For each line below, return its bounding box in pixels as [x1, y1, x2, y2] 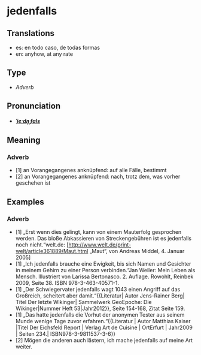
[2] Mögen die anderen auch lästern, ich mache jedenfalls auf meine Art [15, 337, 193, 344]
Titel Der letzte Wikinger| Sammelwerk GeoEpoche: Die [15, 299, 152, 305]
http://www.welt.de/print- [68, 241, 132, 248]
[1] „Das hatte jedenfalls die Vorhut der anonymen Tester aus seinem [15, 311, 185, 318]
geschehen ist [15, 179, 51, 186]
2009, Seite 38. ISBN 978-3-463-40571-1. [15, 279, 119, 286]
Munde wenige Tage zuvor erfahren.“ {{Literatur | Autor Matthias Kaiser [15, 318, 191, 324]
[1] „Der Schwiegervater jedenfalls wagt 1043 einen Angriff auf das [15, 286, 181, 293]
